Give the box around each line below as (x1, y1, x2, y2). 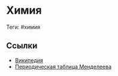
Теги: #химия (6, 23, 41, 31)
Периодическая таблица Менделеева (14, 63, 112, 70)
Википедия (14, 56, 44, 63)
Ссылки (6, 41, 38, 51)
